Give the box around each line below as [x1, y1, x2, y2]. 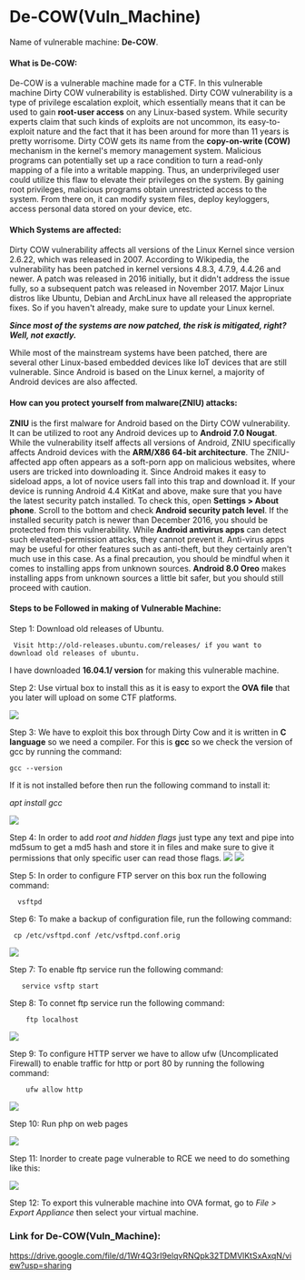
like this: [9, 1163, 41, 1173]
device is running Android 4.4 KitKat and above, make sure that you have [9, 485, 283, 496]
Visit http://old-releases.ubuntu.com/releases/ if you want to [13, 640, 261, 650]
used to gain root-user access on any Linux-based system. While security [9, 107, 289, 117]
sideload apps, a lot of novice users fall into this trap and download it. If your [9, 475, 296, 486]
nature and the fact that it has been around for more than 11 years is [35, 126, 290, 137]
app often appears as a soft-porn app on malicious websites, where [42, 456, 296, 467]
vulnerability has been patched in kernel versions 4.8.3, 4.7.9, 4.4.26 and [9, 264, 281, 275]
